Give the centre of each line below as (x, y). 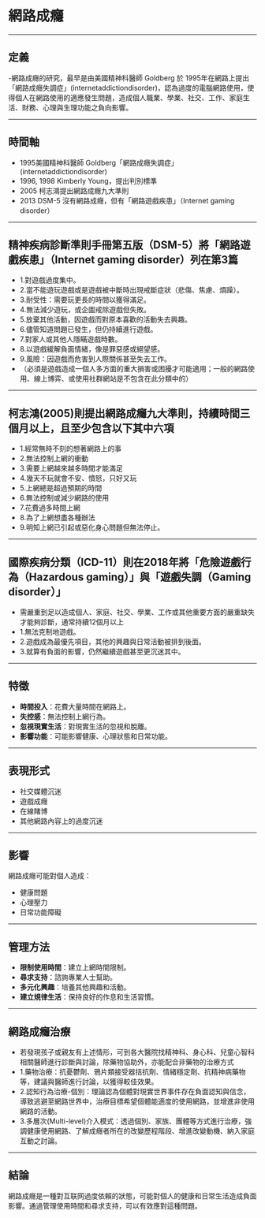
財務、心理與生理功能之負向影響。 (77, 107)
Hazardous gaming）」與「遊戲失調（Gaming (140, 577)
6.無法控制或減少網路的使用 (64, 498)
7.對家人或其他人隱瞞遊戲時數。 (71, 339)
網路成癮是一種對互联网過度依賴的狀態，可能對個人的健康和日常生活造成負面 (132, 1196)
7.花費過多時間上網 (50, 508)
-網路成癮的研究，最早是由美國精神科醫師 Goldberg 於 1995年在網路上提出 (129, 78)
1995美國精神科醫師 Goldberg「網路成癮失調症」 (99, 162)
